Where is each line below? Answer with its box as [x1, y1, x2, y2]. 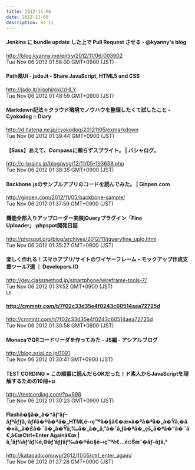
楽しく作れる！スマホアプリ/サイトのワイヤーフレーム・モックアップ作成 [6, 256, 183, 263]
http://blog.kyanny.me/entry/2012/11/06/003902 [6, 52, 123, 59]
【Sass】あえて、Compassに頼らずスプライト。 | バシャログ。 [6, 147, 159, 154]
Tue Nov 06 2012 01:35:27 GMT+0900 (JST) [6, 241, 114, 249]
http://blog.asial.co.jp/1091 [6, 350, 71, 357]
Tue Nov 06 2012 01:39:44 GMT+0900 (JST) [6, 132, 115, 139]
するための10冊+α [11, 378, 55, 385]
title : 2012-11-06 [6, 8, 51, 15]
